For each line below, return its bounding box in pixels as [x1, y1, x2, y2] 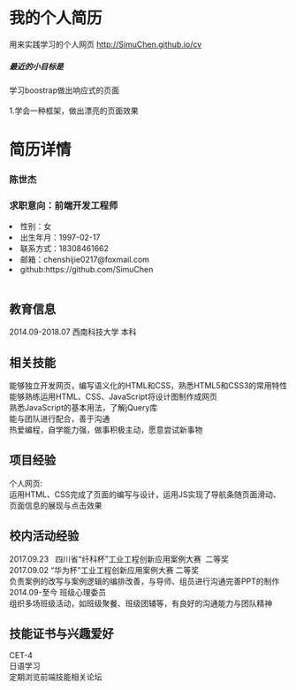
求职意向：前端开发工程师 [9, 199, 118, 211]
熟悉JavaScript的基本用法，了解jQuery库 [9, 402, 158, 412]
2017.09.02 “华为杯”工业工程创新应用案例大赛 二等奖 [9, 564, 200, 575]
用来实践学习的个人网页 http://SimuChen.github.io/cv [9, 39, 202, 50]
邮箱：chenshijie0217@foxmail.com [20, 254, 150, 265]
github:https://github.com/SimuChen [20, 264, 154, 275]
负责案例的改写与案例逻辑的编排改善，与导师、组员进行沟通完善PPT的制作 [9, 576, 280, 586]
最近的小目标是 [9, 61, 64, 72]
